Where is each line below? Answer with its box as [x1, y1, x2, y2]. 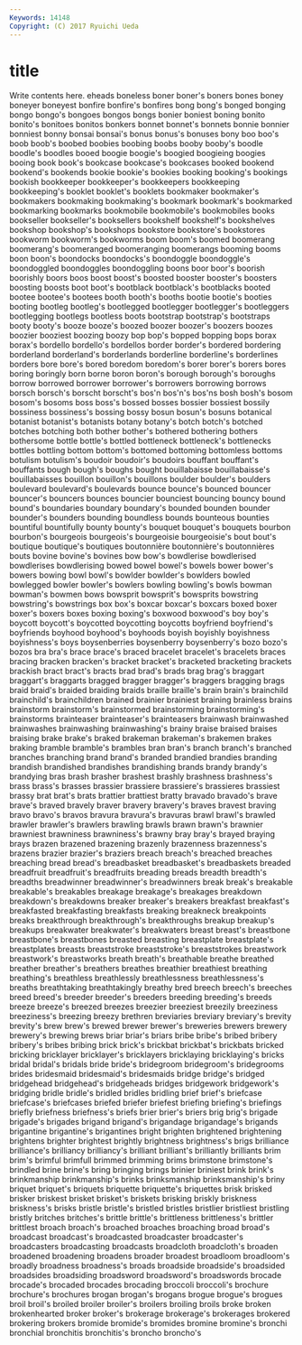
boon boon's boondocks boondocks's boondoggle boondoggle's [9, 254, 251, 264]
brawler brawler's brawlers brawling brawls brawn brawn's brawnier [9, 819, 263, 830]
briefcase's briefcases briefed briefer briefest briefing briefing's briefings [9, 1098, 282, 1108]
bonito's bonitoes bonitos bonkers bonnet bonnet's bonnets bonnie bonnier [9, 119, 290, 130]
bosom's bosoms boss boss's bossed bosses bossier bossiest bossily [9, 397, 270, 408]
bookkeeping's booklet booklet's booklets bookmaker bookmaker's [9, 186, 260, 197]
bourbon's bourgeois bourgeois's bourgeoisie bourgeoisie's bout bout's [9, 532, 277, 543]
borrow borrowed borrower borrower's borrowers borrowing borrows [9, 378, 267, 389]
